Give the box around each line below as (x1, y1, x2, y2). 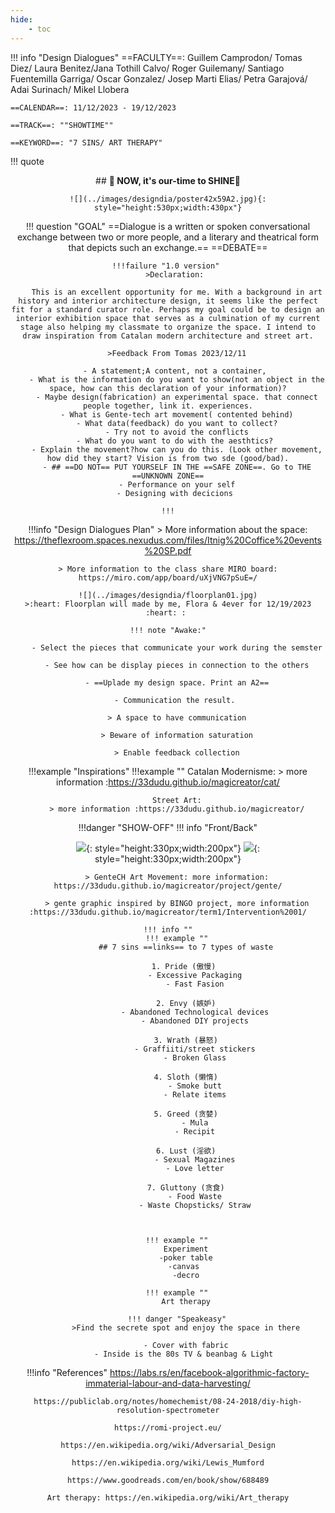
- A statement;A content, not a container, (82, 366, 267, 376)
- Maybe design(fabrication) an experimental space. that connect (35, 392, 318, 402)
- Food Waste (168, 1191, 222, 1201)
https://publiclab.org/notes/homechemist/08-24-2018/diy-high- (33, 1396, 303, 1406)
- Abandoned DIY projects (141, 1016, 249, 1026)
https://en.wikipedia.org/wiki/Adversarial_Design (60, 1440, 276, 1450)
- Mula (181, 1117, 209, 1128)
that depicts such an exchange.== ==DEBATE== (68, 241, 268, 253)
